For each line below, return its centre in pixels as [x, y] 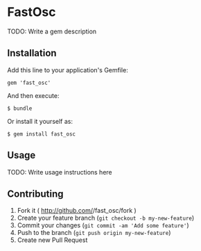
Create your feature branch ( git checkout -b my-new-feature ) [106, 218]
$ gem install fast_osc [42, 134]
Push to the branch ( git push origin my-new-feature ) [94, 233]
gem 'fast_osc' [29, 83]
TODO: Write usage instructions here [60, 172]
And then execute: [33, 95]
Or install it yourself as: [40, 121]
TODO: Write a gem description [52, 31]
